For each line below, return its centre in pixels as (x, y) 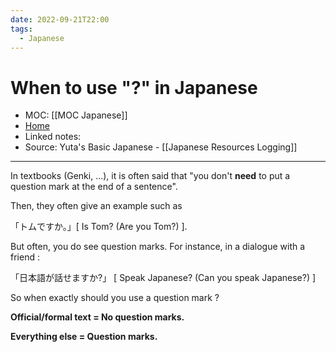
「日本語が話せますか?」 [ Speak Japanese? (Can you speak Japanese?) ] (163, 278)
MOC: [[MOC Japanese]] (76, 115)
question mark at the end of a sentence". (94, 187)
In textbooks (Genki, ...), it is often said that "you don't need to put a (150, 176)
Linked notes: (53, 137)
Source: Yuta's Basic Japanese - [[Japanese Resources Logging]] (161, 147)
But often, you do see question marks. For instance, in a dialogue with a (158, 247)
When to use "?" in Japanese (134, 87)
